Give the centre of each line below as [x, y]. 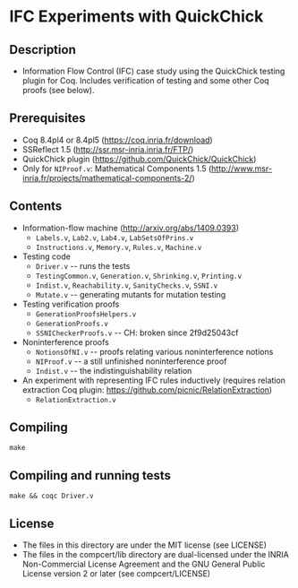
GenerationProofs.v [72, 324]
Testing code [47, 256]
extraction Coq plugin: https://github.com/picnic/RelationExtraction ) [147, 389]
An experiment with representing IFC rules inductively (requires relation [154, 380]
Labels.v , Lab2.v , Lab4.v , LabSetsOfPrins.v [115, 237]
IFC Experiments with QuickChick [136, 17]
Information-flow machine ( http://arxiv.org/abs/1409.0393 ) [131, 228]
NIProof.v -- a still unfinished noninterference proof [131, 361]
